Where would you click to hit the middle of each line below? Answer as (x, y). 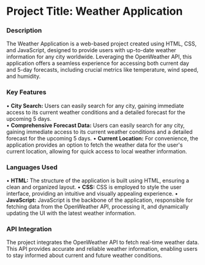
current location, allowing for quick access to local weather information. (97, 151)
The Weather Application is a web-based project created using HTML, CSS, (102, 44)
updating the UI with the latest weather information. (71, 213)
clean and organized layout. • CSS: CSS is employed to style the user (94, 187)
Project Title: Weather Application (95, 11)
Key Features (27, 92)
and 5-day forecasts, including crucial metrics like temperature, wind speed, (102, 70)
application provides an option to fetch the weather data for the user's (95, 145)
